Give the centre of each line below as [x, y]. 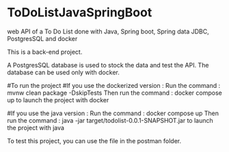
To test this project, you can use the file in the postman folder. [94, 140]
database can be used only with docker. [63, 72]
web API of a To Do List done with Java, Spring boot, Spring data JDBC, [108, 31]
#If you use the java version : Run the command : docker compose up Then [113, 113]
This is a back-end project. [45, 52]
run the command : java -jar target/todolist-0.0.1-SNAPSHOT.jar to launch [110, 120]
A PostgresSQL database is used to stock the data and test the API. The [108, 65]
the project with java [36, 127]
